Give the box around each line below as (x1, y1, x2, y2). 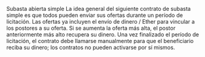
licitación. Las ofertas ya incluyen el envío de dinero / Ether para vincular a (6, 18, 195, 25)
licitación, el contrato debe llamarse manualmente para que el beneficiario (6, 38, 194, 44)
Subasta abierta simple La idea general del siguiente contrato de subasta (6, 5, 191, 12)
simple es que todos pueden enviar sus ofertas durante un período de (6, 12, 183, 19)
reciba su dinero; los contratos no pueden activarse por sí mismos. (6, 44, 176, 51)
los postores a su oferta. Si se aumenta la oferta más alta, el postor (6, 24, 176, 32)
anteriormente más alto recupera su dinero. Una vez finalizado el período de (6, 31, 199, 38)
